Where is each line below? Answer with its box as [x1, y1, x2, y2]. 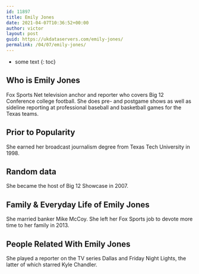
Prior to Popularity [6, 127, 75, 137]
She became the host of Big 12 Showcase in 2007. [6, 182, 129, 190]
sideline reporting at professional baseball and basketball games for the [6, 103, 182, 111]
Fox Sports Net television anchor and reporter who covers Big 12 [6, 91, 165, 98]
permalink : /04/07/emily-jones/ [6, 42, 86, 48]
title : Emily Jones [6, 14, 55, 20]
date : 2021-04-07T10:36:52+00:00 [6, 20, 89, 26]
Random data [6, 166, 56, 177]
